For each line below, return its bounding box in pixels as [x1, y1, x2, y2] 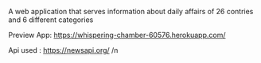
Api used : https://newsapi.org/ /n [8, 46, 119, 54]
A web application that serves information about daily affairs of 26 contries [8, 7, 254, 16]
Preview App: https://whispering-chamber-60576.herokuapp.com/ [8, 31, 226, 39]
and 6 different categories [8, 15, 94, 24]
